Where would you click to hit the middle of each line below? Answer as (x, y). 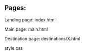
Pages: (15, 8)
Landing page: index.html (30, 19)
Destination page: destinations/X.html (42, 38)
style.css (14, 48)
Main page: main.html (26, 29)
